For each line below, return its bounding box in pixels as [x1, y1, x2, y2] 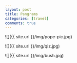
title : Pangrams [5, 12, 38, 16]
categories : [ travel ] [5, 16, 49, 21]
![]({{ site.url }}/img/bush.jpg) [5, 53, 64, 59]
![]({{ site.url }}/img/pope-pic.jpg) [5, 34, 72, 40]
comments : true [5, 20, 36, 26]
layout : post [5, 7, 32, 12]
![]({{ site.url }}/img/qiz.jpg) [5, 43, 60, 49]
